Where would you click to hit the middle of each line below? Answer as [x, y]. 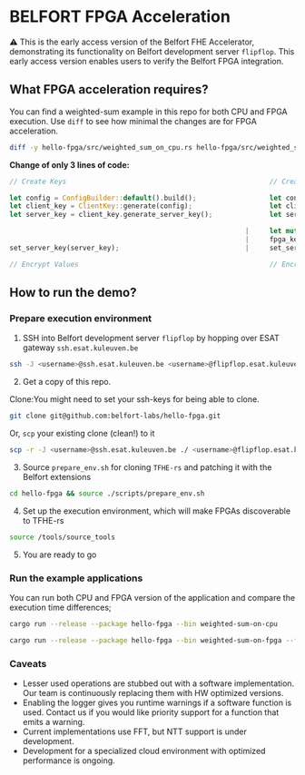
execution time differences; [60, 607]
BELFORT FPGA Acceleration [120, 17]
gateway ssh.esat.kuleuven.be [80, 348]
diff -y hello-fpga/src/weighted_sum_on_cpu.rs [101, 147]
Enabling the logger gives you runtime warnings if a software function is [157, 703]
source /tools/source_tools [63, 537]
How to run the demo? [73, 293]
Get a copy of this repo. [67, 382]
